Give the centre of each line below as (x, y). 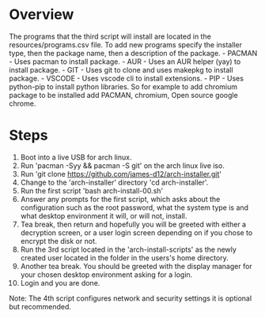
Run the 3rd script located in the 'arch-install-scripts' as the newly (128, 249)
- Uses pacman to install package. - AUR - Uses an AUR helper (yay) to (125, 62)
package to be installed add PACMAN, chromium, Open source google (123, 95)
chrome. (23, 103)
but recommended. (40, 306)
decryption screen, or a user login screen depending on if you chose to (136, 232)
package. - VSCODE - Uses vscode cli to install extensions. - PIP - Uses (127, 78)
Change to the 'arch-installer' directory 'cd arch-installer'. (114, 182)
